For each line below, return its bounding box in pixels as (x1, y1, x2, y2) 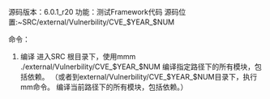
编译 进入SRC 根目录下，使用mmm (19, 52, 136, 61)
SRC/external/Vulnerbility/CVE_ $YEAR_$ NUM (22, 17, 175, 27)
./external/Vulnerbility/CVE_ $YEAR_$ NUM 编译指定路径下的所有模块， (19, 62, 255, 71)
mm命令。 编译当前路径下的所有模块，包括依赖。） (19, 82, 188, 92)
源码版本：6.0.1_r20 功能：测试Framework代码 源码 (8, 7, 179, 16)
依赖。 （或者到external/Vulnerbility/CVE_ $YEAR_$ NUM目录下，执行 (27, 72, 258, 81)
